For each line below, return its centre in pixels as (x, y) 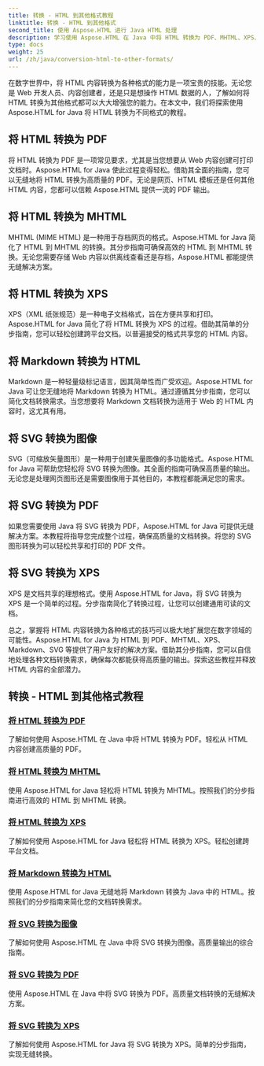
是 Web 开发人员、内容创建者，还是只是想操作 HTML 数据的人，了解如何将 (129, 92)
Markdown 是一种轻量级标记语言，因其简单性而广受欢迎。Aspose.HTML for (130, 382)
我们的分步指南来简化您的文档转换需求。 (80, 901)
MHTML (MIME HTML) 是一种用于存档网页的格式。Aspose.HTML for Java (128, 237)
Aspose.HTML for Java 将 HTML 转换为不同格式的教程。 (99, 112)
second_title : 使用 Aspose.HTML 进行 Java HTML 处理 (93, 30)
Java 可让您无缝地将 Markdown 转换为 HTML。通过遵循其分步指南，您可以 (129, 391)
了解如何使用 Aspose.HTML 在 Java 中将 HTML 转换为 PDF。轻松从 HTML (128, 739)
